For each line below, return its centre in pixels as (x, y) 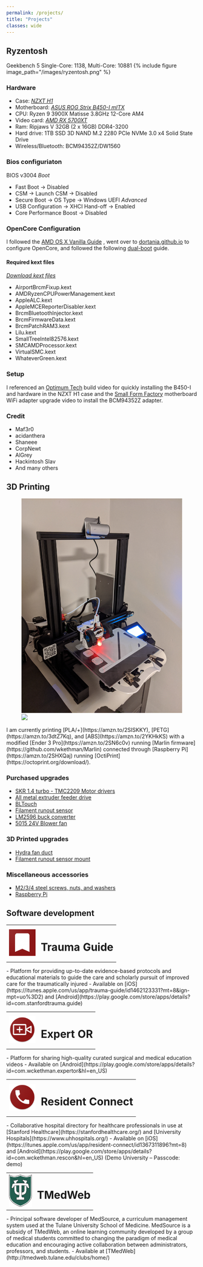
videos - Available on (32, 1064)
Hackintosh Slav (35, 461)
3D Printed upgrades (37, 839)
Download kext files (31, 276)
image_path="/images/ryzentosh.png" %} (58, 72)
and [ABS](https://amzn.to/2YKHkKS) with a (129, 736)
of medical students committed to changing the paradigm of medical (92, 1238)
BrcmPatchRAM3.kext (42, 326)
